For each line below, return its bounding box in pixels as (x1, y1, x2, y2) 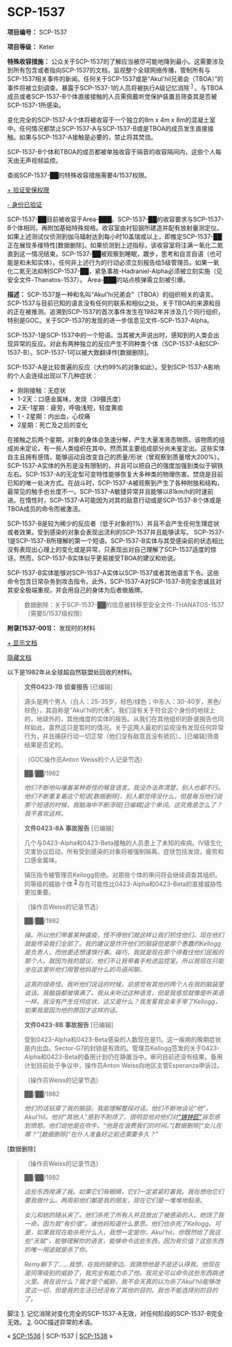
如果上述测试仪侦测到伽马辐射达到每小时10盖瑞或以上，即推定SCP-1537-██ (7, 232, 222, 241)
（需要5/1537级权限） (23, 609, 86, 617)
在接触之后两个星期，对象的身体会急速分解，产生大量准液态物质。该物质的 (7, 435, 219, 443)
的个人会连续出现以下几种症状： (7, 371, 98, 380)
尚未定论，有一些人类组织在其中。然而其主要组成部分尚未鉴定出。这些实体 (12, 444, 225, 452)
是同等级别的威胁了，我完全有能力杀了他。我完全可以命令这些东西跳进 (23, 1269, 224, 1277)
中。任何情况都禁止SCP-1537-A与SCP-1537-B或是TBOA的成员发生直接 (7, 124, 209, 132)
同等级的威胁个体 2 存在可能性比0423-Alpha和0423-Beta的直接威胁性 (23, 878, 223, 888)
